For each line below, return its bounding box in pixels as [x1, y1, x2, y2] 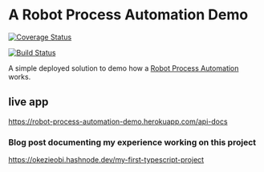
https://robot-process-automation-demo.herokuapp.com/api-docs [8, 117, 228, 126]
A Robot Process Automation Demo [8, 6, 249, 24]
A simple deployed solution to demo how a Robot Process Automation [8, 63, 239, 73]
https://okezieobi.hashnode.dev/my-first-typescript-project [8, 155, 205, 165]
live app [8, 95, 49, 109]
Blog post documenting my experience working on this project [8, 137, 257, 148]
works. [8, 72, 31, 81]
